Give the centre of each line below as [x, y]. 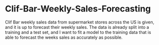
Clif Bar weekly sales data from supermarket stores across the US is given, [80, 22]
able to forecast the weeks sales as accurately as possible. [64, 37]
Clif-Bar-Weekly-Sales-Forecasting [78, 9]
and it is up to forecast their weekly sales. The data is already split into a [77, 27]
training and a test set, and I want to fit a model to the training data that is [78, 32]
